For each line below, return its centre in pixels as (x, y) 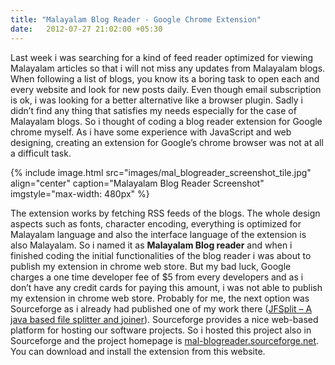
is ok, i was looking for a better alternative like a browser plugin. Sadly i (156, 100)
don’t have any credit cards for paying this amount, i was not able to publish (166, 287)
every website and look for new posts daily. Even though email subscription (166, 89)
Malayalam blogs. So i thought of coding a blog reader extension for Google (166, 121)
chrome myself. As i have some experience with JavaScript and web (151, 132)
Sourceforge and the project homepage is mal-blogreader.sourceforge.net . (165, 340)
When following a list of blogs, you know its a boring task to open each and (165, 78)
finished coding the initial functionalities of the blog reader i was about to (161, 255)
